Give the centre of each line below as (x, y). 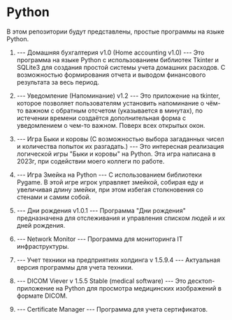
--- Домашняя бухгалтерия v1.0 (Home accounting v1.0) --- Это (110, 52)
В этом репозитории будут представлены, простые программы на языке (116, 31)
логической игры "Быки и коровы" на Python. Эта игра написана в (116, 154)
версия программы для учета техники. (75, 267)
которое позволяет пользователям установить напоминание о (110, 103)
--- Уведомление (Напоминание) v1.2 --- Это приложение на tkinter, (118, 96)
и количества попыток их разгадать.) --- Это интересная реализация (120, 146)
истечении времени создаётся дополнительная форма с (101, 118)
